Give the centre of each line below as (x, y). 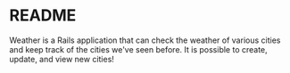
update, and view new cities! (62, 59)
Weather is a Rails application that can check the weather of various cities (145, 40)
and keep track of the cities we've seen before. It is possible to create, (138, 49)
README (43, 16)
